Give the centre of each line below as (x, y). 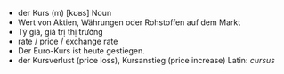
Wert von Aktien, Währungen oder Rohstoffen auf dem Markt (129, 22)
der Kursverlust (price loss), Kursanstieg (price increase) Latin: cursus (146, 60)
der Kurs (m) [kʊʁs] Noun (65, 13)
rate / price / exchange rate (68, 41)
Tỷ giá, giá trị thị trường (61, 32)
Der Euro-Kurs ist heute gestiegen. (81, 51)
